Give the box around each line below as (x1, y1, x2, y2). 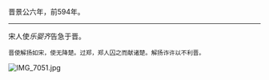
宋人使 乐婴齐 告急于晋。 (8, 31, 86, 41)
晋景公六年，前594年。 (8, 7, 86, 16)
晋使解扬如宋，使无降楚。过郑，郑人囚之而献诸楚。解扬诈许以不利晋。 (8, 49, 206, 57)
